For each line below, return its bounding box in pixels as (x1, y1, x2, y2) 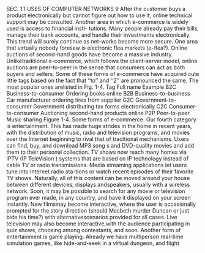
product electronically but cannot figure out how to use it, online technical (6, 12, 193, 19)
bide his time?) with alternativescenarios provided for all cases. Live (6, 214, 177, 221)
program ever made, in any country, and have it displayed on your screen (6, 194, 191, 201)
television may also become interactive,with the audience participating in (6, 220, 190, 227)
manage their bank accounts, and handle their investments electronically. (6, 31, 191, 39)
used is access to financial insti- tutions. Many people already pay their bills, (6, 25, 199, 32)
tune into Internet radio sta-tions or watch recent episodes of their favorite (6, 168, 194, 175)
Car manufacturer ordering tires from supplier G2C (6, 96, 135, 104)
